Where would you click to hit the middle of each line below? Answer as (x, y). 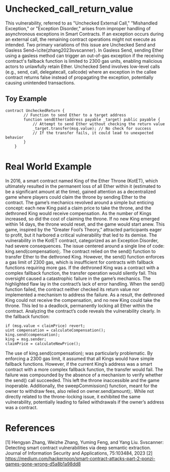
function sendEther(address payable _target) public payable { (92, 120)
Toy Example (26, 99)
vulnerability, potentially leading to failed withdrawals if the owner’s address (85, 402)
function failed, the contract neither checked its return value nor (73, 289)
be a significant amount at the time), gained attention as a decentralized (81, 192)
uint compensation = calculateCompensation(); (55, 330)
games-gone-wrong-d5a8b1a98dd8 (43, 464)
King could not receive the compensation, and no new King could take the (83, 300)
